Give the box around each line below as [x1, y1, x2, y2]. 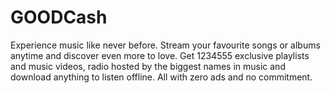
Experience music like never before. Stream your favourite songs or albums [10, 39, 321, 51]
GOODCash [10, 6, 108, 29]
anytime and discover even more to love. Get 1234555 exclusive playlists [10, 49, 310, 61]
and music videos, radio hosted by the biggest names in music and [10, 60, 286, 72]
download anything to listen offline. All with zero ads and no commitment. [10, 71, 313, 83]
